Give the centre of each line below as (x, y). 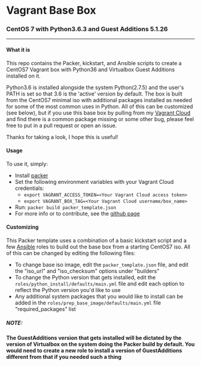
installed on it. (23, 76)
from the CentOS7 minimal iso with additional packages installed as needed (99, 100)
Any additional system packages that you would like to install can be (99, 297)
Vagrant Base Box (51, 10)
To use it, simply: (27, 164)
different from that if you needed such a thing (64, 357)
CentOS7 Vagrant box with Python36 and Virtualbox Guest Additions (91, 69)
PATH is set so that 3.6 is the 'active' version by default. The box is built (94, 94)
